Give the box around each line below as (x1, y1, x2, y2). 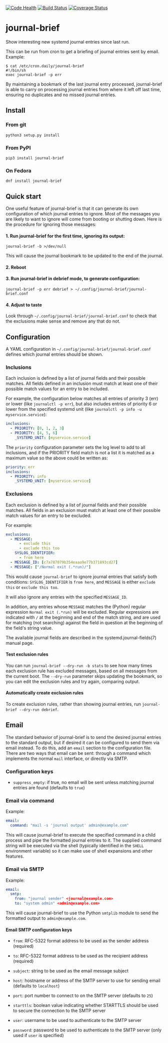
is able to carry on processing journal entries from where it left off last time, (5, 86, 161, 92)
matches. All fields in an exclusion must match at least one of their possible (5, 507, 160, 513)
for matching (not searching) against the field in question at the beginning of (5, 619, 163, 626)
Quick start (5, 192, 41, 200)
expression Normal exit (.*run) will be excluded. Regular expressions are (5, 609, 159, 615)
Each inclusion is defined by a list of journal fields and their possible (5, 375, 145, 381)
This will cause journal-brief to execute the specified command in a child (5, 832, 155, 838)
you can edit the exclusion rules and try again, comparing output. (5, 678, 140, 684)
